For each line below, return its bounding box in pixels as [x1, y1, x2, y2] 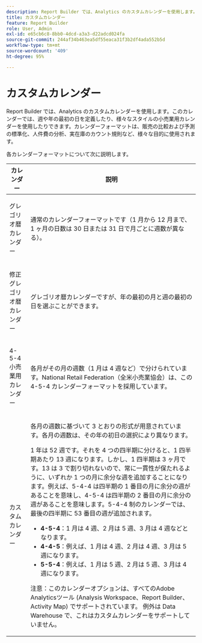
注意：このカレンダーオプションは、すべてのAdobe [30, 584, 175, 593]
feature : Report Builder [6, 20, 69, 26]
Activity [30, 602, 52, 611]
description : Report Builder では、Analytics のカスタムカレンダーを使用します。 [6, 8, 198, 15]
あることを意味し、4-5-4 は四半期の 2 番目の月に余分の [30, 491, 191, 499]
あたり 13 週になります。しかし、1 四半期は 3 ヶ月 [36, 455, 180, 463]
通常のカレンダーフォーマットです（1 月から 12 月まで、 [30, 215, 191, 224]
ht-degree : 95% [6, 53, 44, 59]
